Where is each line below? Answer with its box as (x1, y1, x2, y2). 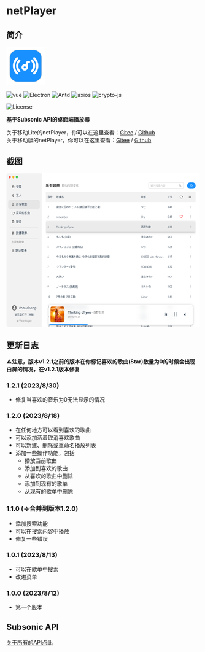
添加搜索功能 (15, 519, 48, 527)
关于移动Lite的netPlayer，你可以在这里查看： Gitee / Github (6, 129, 155, 136)
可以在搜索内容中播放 (15, 527, 69, 535)
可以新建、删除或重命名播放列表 (15, 441, 96, 449)
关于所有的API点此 (6, 638, 53, 646)
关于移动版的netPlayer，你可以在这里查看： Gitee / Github (6, 136, 152, 144)
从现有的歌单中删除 (24, 487, 74, 495)
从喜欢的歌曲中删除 (24, 472, 74, 479)
